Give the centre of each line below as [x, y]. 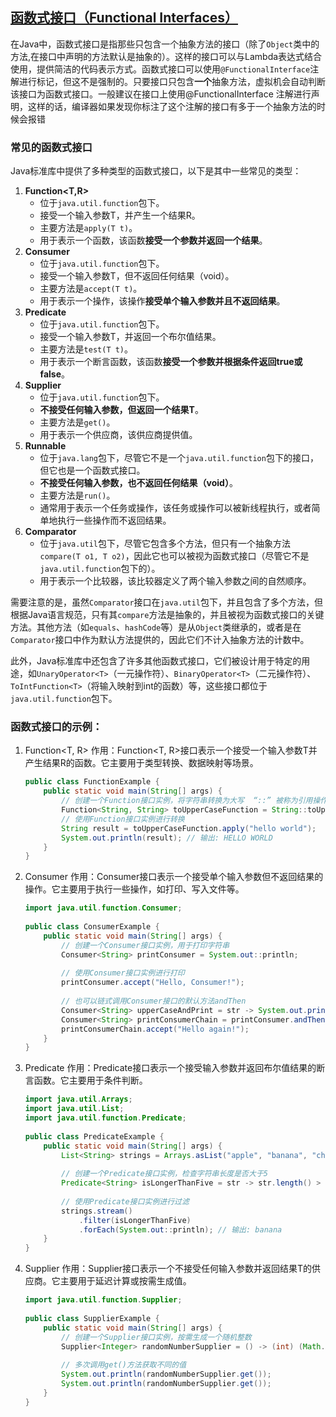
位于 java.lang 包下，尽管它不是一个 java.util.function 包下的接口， [179, 458]
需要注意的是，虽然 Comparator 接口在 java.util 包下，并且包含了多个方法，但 [167, 602]
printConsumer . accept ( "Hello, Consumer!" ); [153, 983]
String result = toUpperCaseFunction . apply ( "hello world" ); [189, 828]
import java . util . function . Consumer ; [103, 908]
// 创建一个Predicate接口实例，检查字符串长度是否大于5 [164, 1174]
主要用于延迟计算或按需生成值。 [125, 1281]
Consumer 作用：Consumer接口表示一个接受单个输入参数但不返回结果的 [174, 877]
